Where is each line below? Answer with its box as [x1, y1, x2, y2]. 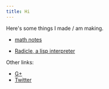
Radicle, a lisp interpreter [14, 47, 75, 54]
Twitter [14, 76, 32, 83]
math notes [14, 36, 42, 43]
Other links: [6, 59, 34, 66]
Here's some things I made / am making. [6, 25, 104, 32]
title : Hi [6, 8, 30, 15]
